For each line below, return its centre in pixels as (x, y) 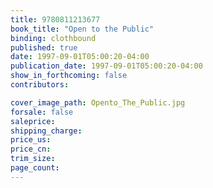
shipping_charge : (46, 131)
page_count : (35, 168)
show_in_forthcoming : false (69, 76)
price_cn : (31, 149)
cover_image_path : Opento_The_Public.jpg (98, 102)
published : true (44, 47)
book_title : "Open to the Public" (82, 29)
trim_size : (33, 159)
